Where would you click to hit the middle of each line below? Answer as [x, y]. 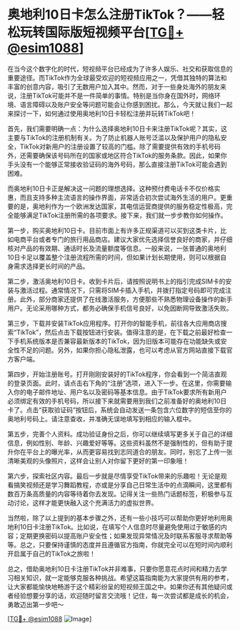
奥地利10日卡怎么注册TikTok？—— [110, 15]
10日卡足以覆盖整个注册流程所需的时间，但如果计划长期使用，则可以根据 [114, 257]
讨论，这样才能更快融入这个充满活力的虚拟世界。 [85, 502]
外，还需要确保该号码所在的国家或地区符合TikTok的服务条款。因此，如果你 [117, 155]
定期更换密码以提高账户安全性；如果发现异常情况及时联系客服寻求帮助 [123, 536]
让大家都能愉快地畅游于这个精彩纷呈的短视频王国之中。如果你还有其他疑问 [117, 586]
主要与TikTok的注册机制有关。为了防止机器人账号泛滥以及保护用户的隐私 [114, 137]
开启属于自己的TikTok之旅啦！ [52, 554]
